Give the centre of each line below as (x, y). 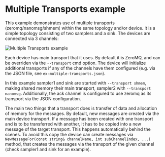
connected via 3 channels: (32, 39)
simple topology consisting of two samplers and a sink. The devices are (78, 33)
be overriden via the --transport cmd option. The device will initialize (76, 63)
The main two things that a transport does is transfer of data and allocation (81, 108)
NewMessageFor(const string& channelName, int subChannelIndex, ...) (78, 139)
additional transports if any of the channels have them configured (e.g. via (80, 68)
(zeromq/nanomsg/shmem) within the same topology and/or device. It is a (80, 28)
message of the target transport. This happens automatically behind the (78, 129)
